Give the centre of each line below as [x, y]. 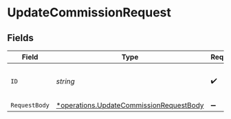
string [66, 81]
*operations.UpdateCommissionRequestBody [130, 105]
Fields [21, 38]
